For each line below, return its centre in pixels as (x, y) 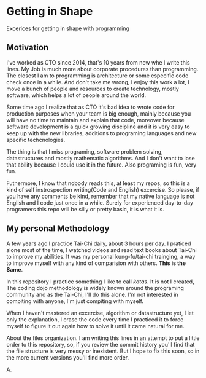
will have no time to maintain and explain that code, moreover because (96, 120)
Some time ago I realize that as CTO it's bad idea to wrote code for (90, 107)
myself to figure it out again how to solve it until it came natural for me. (96, 326)
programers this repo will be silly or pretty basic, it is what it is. (85, 209)
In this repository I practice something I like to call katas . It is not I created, (100, 282)
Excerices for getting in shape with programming (68, 28)
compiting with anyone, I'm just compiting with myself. (75, 301)
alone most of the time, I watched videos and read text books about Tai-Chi (102, 250)
